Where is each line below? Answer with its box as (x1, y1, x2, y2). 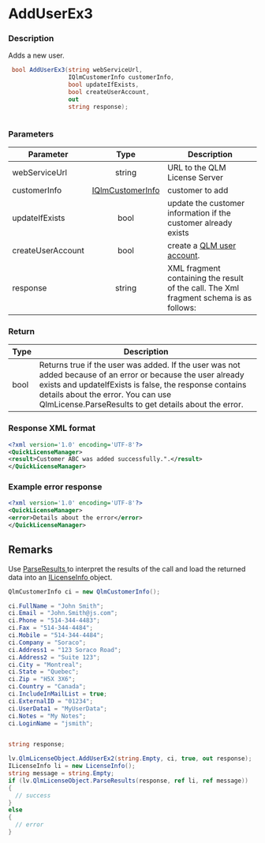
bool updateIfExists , (68, 81, 140, 89)
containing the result (167, 273, 244, 284)
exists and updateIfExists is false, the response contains (39, 380, 247, 391)
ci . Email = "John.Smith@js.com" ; (8, 609, 118, 617)
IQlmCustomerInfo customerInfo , (68, 73, 175, 81)
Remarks (8, 543, 54, 556)
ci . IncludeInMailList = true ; (8, 690, 108, 699)
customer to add (167, 185, 229, 196)
